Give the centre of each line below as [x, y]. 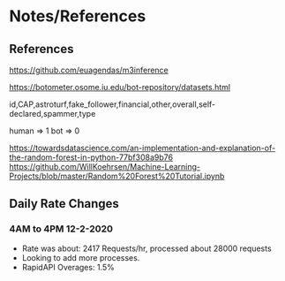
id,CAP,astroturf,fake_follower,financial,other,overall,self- [112, 104]
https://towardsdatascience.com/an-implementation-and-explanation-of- [142, 148]
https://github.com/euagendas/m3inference [89, 70]
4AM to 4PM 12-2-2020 [61, 229]
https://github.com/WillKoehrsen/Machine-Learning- [105, 167]
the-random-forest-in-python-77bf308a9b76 [91, 157]
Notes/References [78, 16]
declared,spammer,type [52, 114]
